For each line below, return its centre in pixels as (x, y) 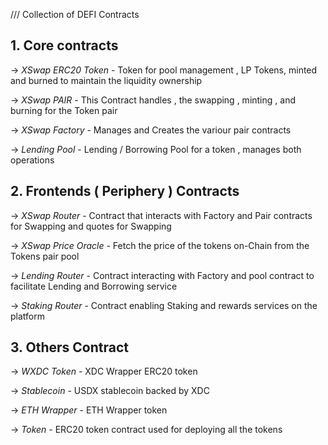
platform (27, 316)
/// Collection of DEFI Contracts (75, 14)
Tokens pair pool (45, 256)
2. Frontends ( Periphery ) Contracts (125, 191)
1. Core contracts (64, 45)
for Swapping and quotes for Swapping (91, 226)
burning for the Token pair (64, 110)
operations (32, 160)
